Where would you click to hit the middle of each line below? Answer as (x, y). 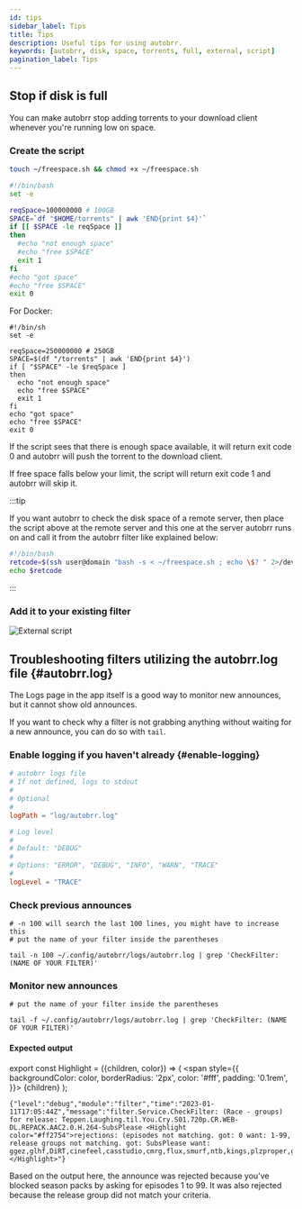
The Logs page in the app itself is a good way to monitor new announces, (145, 695)
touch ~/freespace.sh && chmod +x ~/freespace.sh (104, 169)
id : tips (26, 18)
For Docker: (31, 311)
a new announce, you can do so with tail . (88, 732)
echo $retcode (36, 571)
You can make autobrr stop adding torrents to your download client (133, 117)
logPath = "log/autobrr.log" (64, 815)
